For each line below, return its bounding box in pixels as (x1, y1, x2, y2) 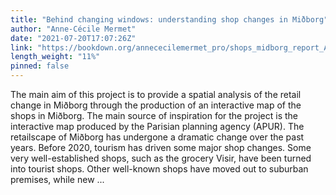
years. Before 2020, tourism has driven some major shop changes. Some (10, 142, 312, 153)
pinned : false (10, 61, 70, 71)
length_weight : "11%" (10, 52, 101, 62)
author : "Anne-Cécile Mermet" (10, 24, 137, 34)
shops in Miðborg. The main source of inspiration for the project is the (10, 110, 299, 121)
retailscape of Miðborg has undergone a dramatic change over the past (10, 131, 305, 143)
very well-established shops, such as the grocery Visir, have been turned (10, 152, 312, 164)
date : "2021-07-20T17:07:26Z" (10, 33, 137, 43)
